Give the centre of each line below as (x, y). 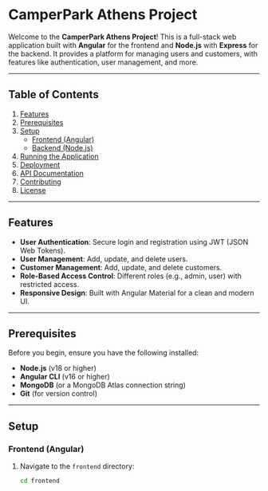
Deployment (40, 164)
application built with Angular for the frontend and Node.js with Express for (133, 45)
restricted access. (49, 284)
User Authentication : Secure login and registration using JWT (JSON (134, 242)
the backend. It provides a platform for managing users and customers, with (133, 53)
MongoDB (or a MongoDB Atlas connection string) (102, 385)
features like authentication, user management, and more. (103, 62)
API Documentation (51, 173)
